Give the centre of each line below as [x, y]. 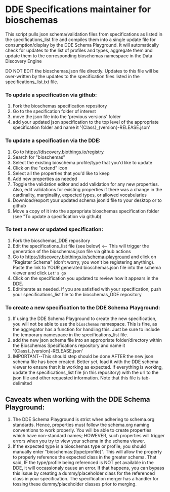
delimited [22, 383]
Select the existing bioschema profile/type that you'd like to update [82, 162]
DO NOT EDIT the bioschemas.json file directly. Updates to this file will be [82, 71]
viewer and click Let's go [39, 273]
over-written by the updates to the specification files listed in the [73, 76]
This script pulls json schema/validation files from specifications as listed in [84, 34]
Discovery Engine [24, 61]
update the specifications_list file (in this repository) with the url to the [86, 373]
